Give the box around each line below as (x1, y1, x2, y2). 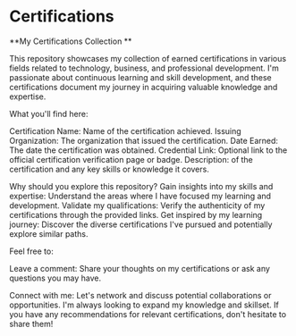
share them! (9, 318, 54, 329)
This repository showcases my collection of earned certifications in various (9, 53, 287, 63)
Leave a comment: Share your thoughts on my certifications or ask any (9, 263, 271, 273)
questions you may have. (9, 273, 102, 283)
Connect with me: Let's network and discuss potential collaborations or (9, 290, 272, 300)
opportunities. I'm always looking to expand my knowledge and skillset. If (9, 299, 279, 310)
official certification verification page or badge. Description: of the (9, 154, 253, 164)
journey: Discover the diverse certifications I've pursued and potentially (9, 219, 273, 230)
